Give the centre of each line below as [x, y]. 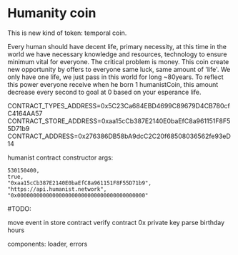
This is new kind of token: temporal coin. [67, 33]
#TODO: [20, 209]
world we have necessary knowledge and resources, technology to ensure [117, 54]
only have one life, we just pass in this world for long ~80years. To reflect [115, 77]
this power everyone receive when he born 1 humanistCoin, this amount [113, 84]
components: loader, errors [48, 244]
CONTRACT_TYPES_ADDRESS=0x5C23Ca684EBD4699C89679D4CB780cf [119, 105]
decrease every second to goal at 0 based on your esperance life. [104, 92]
